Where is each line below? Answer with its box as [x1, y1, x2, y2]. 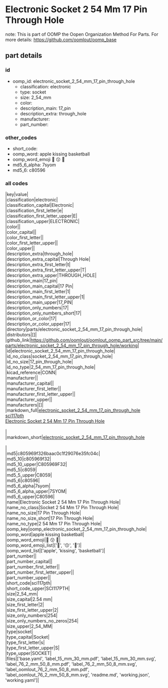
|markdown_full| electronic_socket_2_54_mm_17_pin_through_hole [5, 408, 141, 414]
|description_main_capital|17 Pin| [5, 283, 74, 289]
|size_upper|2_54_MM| [5, 623, 53, 630]
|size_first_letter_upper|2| [5, 607, 59, 613]
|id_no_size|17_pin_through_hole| [5, 359, 73, 365]
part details [5, 51, 43, 60]
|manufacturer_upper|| [5, 396, 53, 402]
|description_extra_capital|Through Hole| [5, 256, 91, 262]
